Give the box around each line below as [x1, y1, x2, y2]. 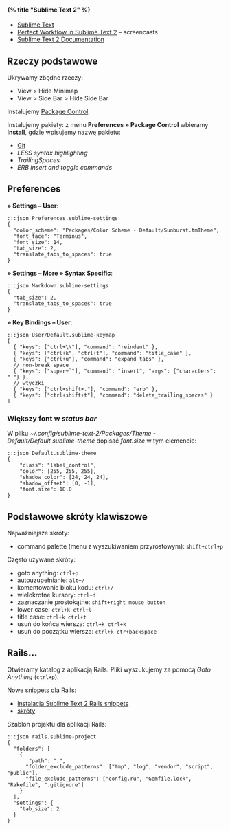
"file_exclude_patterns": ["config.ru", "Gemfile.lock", [25, 775, 192, 782]
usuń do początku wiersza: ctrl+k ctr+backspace [16, 627, 157, 635]
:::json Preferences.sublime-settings [7, 214, 118, 221]
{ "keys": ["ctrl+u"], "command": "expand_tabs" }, [13, 355, 165, 362]
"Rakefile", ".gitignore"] [7, 781, 84, 788]
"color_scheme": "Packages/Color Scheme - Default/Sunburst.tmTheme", [13, 227, 220, 234]
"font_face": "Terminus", [13, 232, 88, 240]
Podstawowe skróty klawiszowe [7, 511, 148, 522]
